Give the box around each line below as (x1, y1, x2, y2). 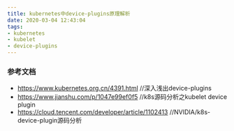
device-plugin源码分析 (17, 116, 82, 125)
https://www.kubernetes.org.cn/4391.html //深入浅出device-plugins (17, 84, 212, 93)
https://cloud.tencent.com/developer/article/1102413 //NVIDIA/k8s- (17, 108, 211, 116)
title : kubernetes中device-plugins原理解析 (7, 10, 131, 17)
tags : (7, 23, 23, 30)
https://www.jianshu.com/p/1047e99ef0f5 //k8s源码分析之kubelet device (17, 93, 228, 101)
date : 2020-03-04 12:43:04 (7, 17, 86, 24)
